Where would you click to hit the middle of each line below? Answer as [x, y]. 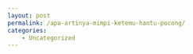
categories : [27, 30]
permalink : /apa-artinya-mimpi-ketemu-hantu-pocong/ [96, 23]
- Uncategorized [49, 38]
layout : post [29, 15]
